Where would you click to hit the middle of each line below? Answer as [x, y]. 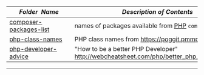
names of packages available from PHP [131, 25]
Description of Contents [157, 12]
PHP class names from [107, 39]
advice [19, 56]
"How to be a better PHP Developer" [126, 49]
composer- [26, 22]
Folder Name [39, 12]
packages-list [29, 29]
